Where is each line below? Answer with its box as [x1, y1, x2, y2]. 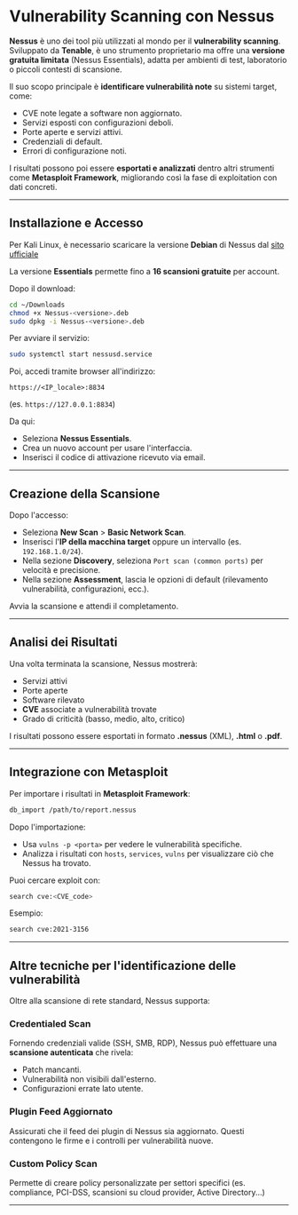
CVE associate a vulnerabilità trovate [21, 703, 157, 714]
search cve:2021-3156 [9, 925, 90, 934]
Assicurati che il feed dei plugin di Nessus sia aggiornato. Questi [9, 1125, 245, 1136]
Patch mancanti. [21, 1064, 82, 1076]
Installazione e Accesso [9, 216, 144, 231]
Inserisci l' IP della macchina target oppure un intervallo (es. [21, 536, 242, 547]
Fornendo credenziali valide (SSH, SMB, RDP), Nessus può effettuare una [9, 1037, 278, 1049]
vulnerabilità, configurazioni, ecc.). [21, 584, 149, 594]
